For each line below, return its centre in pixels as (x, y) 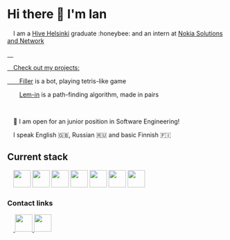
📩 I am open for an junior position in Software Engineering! (97, 121)
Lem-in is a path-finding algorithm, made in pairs (89, 94)
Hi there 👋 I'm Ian (57, 14)
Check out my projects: (46, 67)
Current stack (37, 157)
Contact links (30, 203)
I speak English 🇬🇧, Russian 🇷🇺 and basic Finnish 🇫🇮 (92, 135)
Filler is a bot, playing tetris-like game (73, 81)
